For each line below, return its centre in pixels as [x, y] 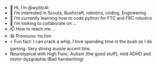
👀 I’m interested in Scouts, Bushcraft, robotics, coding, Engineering [78, 13]
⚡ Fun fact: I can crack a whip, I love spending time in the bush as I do [81, 41]
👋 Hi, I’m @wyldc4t [29, 8]
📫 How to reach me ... [33, 29]
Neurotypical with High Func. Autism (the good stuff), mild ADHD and [80, 54]
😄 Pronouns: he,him [31, 36]
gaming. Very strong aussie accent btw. [50, 49]
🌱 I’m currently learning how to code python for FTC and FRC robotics [81, 18]
